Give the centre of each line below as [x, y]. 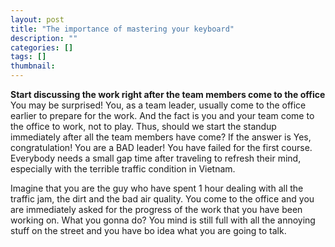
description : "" [44, 38]
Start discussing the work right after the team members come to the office [168, 94]
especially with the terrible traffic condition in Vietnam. [123, 169]
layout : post [37, 19]
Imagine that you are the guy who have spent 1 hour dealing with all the [157, 188]
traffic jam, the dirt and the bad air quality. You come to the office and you [162, 199]
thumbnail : [33, 66]
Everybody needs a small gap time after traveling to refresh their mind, [156, 158]
